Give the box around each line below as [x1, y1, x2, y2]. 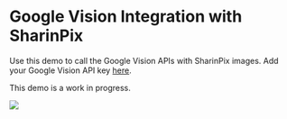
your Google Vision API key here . [9, 65, 133, 76]
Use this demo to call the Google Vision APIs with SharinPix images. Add [9, 55, 279, 66]
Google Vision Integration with [9, 6, 243, 27]
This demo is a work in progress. [9, 82, 131, 93]
